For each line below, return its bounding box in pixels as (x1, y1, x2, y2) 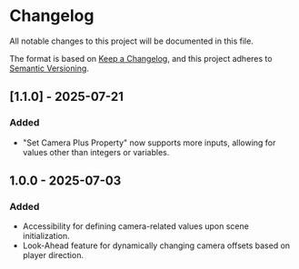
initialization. (22, 231, 70, 242)
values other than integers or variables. (22, 146, 170, 157)
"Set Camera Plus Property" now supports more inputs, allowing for (22, 137, 276, 148)
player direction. (22, 250, 85, 261)
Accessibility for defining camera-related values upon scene (22, 221, 250, 232)
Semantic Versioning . (9, 63, 89, 74)
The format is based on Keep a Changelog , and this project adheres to (9, 53, 273, 64)
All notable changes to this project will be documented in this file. (9, 35, 254, 46)
